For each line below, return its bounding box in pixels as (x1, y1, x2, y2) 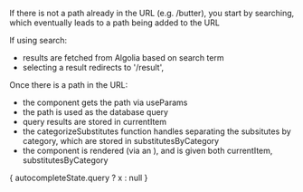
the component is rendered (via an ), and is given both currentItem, (22, 145, 273, 156)
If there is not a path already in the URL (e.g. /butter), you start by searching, (9, 8, 295, 18)
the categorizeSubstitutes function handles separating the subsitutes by (22, 126, 291, 137)
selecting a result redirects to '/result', (22, 62, 165, 72)
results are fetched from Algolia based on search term (22, 53, 224, 62)
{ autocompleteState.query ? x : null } (9, 172, 148, 183)
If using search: (9, 35, 68, 45)
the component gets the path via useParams (22, 97, 188, 108)
